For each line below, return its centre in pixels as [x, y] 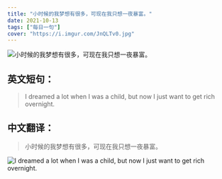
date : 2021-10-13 [33, 21]
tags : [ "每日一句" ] [34, 27]
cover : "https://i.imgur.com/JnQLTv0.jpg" [71, 34]
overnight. [40, 104]
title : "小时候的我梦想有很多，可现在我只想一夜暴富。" [80, 14]
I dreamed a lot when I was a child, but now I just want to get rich [120, 97]
